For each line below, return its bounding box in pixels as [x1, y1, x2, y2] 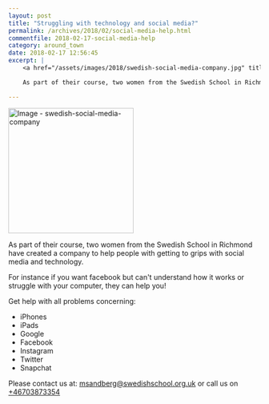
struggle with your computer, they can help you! [8, 281, 167, 290]
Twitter [19, 354, 44, 364]
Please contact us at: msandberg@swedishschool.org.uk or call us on [8, 378, 239, 388]
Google [19, 329, 45, 338]
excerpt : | [8, 57, 45, 65]
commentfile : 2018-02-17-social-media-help [8, 34, 156, 42]
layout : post [8, 11, 52, 20]
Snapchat [19, 362, 52, 373]
